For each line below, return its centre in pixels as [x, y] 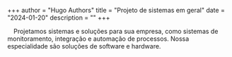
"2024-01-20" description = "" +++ [59, 18]
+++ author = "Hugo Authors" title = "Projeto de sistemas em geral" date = [116, 10]
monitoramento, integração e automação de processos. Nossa [98, 39]
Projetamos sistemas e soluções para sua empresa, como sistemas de [116, 31]
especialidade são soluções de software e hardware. [84, 46]
